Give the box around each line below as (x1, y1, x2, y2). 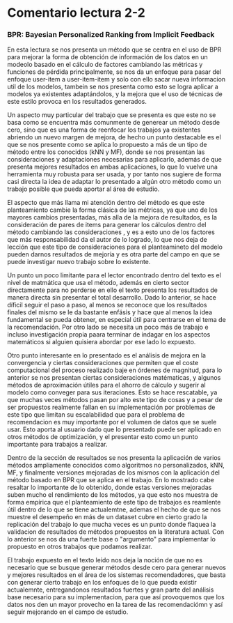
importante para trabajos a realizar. (7, 440, 108, 449)
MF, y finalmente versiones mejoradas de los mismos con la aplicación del (7, 468, 220, 477)
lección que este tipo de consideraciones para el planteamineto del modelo (7, 243, 223, 252)
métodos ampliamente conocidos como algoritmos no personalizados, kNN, (7, 461, 225, 470)
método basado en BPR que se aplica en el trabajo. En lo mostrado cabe (7, 476, 214, 484)
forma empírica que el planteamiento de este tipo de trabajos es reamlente (7, 498, 221, 507)
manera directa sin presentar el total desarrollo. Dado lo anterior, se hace (7, 293, 217, 302)
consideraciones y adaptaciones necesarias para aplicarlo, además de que (7, 155, 223, 164)
